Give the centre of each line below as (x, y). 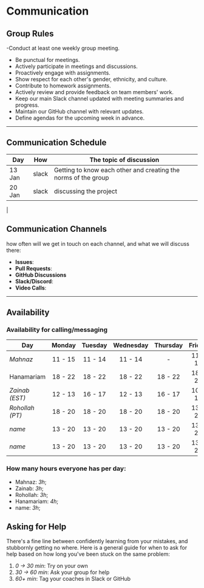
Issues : (25, 262)
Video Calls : (31, 288)
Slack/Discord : (34, 281)
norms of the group (81, 177)
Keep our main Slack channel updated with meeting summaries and (99, 99)
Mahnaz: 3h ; (31, 482)
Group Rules (30, 34)
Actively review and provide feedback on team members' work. (94, 92)
